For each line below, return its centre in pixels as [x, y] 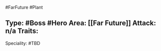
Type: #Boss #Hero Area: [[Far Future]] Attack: [81, 23]
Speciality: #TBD [23, 43]
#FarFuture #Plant [24, 7]
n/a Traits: [22, 31]
